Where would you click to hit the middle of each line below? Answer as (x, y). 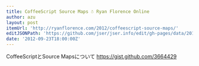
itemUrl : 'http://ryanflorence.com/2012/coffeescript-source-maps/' (92, 28)
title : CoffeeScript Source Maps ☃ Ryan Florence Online (78, 11)
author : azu (21, 17)
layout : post (22, 22)
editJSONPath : (24, 34)
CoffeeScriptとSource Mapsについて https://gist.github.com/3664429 (92, 56)
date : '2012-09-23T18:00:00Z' (44, 39)
